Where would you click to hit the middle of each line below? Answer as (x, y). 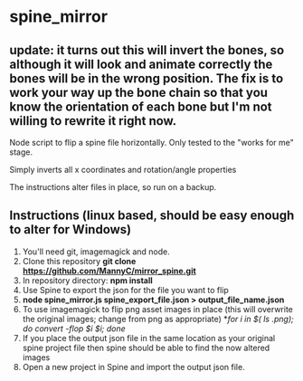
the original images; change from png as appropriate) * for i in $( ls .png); (158, 319)
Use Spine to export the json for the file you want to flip (125, 290)
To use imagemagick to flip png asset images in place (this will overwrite (158, 309)
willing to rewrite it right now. (93, 121)
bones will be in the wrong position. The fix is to (147, 78)
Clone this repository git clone (79, 261)
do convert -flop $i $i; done (74, 329)
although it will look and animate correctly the (141, 64)
